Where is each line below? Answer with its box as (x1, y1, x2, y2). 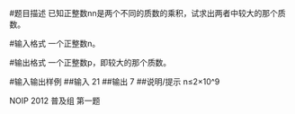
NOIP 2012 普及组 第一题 (9, 95, 101, 106)
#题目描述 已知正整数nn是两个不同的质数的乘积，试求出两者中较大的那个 (9, 8, 279, 18)
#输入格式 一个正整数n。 (9, 39, 101, 48)
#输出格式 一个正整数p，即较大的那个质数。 (9, 57, 172, 67)
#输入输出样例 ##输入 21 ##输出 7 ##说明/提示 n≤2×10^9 (9, 76, 220, 87)
